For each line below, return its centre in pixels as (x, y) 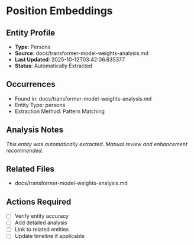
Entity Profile (30, 33)
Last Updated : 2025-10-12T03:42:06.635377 (70, 59)
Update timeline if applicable (49, 236)
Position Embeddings (60, 11)
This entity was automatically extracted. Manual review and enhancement (97, 144)
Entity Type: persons (40, 105)
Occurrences (31, 84)
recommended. (25, 150)
